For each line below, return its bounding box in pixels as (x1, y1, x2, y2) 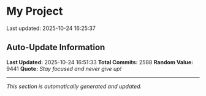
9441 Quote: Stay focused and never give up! (6, 65, 122, 72)
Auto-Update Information (6, 42, 105, 53)
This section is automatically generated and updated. (6, 83, 142, 90)
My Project (6, 4, 63, 18)
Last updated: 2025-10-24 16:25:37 (6, 24, 96, 32)
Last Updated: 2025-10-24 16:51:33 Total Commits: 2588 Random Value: (6, 58, 194, 65)
